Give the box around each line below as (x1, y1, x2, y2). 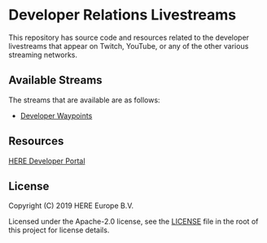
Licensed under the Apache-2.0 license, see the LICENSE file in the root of (8, 217, 259, 227)
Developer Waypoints (20, 111, 93, 120)
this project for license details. (8, 225, 110, 235)
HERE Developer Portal (8, 156, 85, 166)
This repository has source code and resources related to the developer (8, 33, 250, 42)
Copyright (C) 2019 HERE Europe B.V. (8, 201, 134, 210)
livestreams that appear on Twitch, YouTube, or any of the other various (8, 41, 249, 50)
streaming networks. (8, 50, 78, 59)
